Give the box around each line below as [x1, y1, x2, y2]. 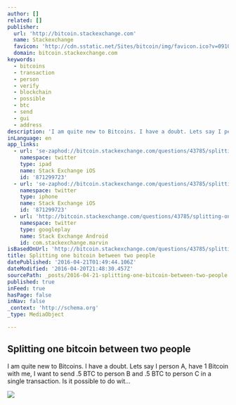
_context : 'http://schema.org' [7, 304, 99, 311]
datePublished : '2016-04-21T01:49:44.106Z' [7, 259, 137, 266]
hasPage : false [7, 291, 52, 299]
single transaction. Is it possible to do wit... [7, 377, 131, 385]
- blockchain [13, 89, 52, 96]
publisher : [7, 23, 39, 30]
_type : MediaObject [7, 311, 65, 319]
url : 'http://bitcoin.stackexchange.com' [13, 30, 137, 37]
